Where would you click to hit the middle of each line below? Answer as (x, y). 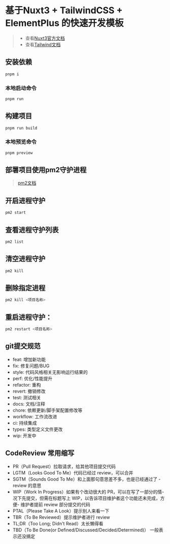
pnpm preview (19, 153)
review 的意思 (27, 485)
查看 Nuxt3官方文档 (45, 38)
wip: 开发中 (24, 435)
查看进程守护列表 (32, 230)
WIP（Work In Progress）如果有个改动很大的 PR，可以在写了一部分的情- (88, 492)
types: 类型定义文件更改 (38, 429)
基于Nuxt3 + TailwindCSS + (64, 10)
